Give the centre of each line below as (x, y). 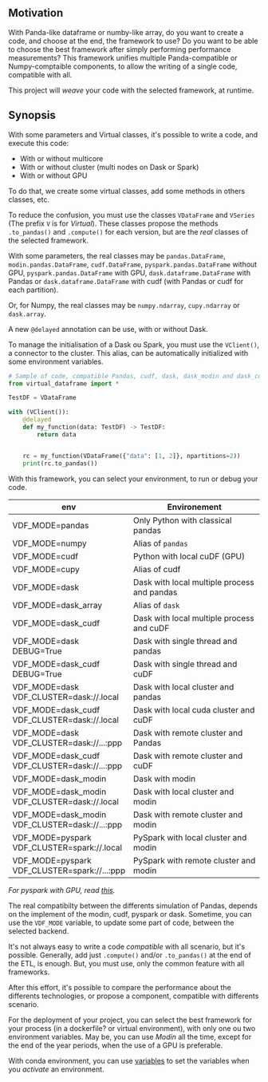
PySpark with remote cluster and (194, 860)
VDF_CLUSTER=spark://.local (67, 847)
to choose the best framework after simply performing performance (120, 49)
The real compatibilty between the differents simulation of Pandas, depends (133, 906)
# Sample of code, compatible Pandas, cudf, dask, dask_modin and (121, 376)
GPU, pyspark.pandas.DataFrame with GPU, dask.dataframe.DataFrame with (130, 272)
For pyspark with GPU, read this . (62, 890)
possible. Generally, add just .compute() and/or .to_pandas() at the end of (130, 955)
